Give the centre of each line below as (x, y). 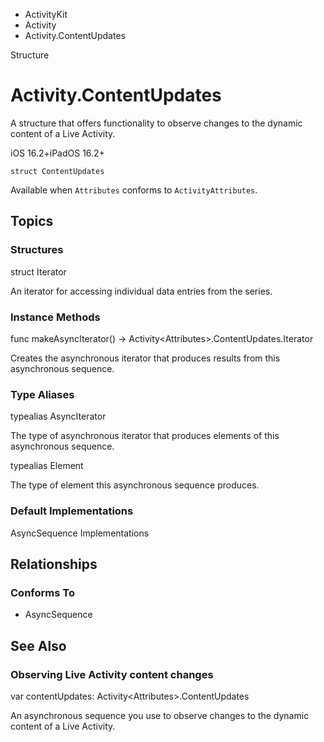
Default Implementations (72, 511)
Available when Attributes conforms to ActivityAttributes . (134, 190)
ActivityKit (46, 14)
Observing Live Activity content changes (112, 674)
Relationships (54, 564)
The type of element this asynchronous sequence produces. (135, 485)
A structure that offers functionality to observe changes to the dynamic (156, 123)
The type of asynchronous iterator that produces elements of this (145, 436)
